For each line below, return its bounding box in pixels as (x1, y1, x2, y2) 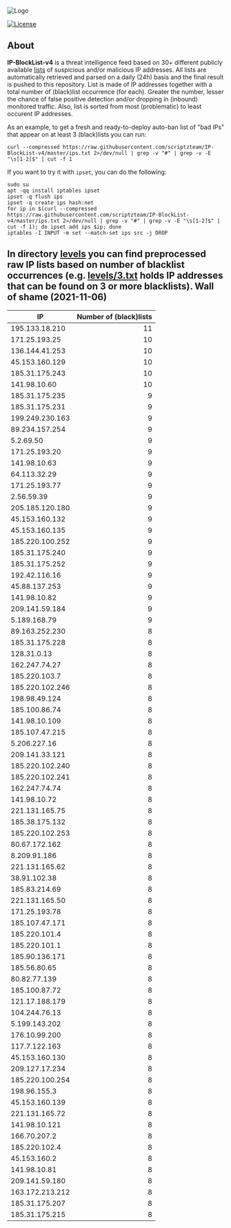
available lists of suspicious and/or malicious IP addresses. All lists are (7, 66, 207, 74)
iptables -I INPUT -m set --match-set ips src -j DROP (7, 229, 168, 236)
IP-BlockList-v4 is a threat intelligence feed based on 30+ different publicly (7, 58, 223, 66)
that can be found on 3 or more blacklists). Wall (7, 280, 214, 293)
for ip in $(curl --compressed (7, 205, 97, 212)
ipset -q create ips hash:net (7, 199, 94, 206)
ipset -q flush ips (7, 193, 63, 200)
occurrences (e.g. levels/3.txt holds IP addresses (7, 270, 223, 282)
